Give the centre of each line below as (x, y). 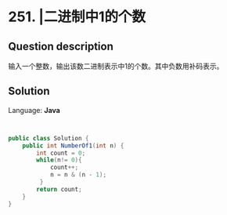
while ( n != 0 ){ (59, 160)
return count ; (59, 189)
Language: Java (34, 110)
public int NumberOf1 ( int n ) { (73, 146)
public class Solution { (49, 138)
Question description (61, 46)
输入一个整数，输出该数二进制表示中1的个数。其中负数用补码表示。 (116, 66)
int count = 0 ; (61, 153)
